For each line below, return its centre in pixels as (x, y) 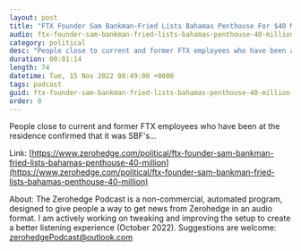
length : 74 (30, 68)
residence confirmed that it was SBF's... (83, 136)
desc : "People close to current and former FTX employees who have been (148, 51)
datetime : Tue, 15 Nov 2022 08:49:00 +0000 (92, 76)
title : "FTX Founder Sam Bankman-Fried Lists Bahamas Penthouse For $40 (148, 26)
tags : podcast (36, 84)
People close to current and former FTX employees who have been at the (145, 126)
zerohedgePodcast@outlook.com (71, 238)
